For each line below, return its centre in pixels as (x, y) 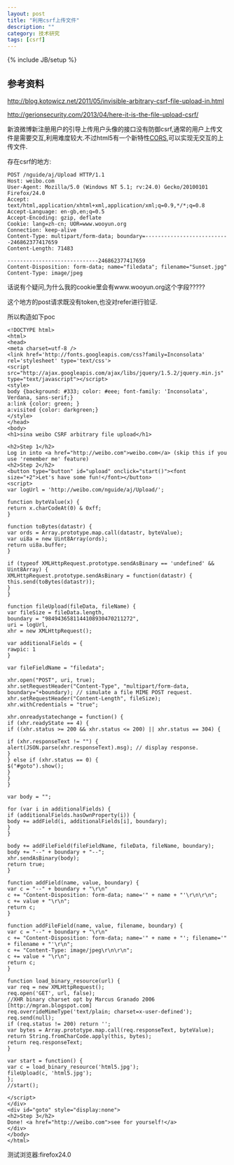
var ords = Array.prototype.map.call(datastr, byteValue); (95, 533)
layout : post (26, 14)
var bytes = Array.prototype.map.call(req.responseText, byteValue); (111, 1030)
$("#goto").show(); (36, 766)
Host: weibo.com (31, 181)
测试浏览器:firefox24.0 (39, 1154)
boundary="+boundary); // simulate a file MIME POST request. (100, 692)
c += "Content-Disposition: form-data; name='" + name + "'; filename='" (117, 938)
